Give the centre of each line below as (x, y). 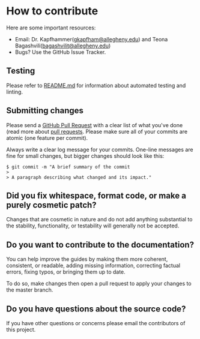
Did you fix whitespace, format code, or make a (96, 195)
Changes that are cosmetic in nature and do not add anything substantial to (99, 220)
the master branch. (30, 290)
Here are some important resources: (51, 28)
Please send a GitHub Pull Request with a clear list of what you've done (95, 125)
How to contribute (52, 11)
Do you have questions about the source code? (96, 309)
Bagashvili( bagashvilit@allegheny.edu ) (63, 46)
